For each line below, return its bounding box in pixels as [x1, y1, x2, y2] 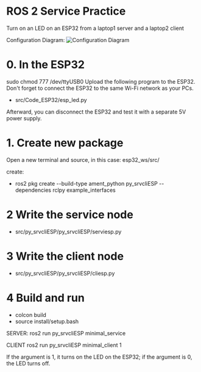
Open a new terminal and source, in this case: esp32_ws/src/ [6, 156, 160, 163]
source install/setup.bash [15, 318, 79, 325]
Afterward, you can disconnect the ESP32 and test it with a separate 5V [6, 108, 186, 115]
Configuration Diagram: [6, 36, 65, 43]
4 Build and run [6, 291, 85, 305]
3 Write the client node [6, 249, 124, 263]
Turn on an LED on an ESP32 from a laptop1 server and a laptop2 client [6, 24, 185, 32]
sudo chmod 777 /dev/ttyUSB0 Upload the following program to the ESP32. [6, 78, 196, 85]
